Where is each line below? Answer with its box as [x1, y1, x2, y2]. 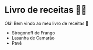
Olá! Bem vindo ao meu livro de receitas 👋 [4, 20, 89, 26]
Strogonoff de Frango [11, 30, 56, 35]
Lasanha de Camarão [11, 35, 55, 41]
